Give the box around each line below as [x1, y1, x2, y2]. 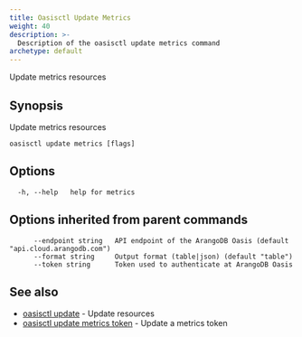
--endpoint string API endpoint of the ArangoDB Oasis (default [33, 236, 289, 245]
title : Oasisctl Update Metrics [9, 13, 131, 23]
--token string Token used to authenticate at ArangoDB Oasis [33, 259, 294, 269]
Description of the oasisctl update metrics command [17, 38, 221, 48]
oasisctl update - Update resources [22, 308, 156, 319]
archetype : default [9, 47, 83, 56]
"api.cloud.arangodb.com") [9, 244, 111, 253]
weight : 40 [9, 22, 51, 31]
